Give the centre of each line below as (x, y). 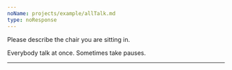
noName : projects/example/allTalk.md (61, 13)
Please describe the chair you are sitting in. (69, 39)
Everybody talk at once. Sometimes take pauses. (77, 53)
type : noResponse (32, 20)
